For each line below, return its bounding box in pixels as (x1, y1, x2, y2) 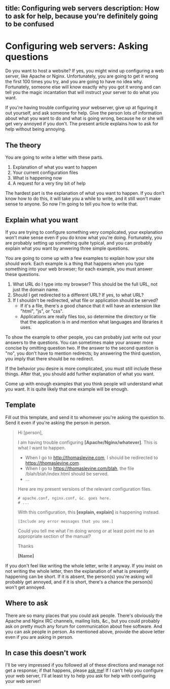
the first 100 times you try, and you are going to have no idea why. (5, 79, 144, 85)
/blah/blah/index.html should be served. (25, 470, 109, 476)
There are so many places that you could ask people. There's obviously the (5, 612, 163, 618)
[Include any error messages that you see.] (17, 519, 114, 524)
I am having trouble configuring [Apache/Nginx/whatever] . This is (17, 439, 157, 445)
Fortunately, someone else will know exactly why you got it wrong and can (5, 84, 161, 90)
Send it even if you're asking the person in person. (5, 420, 111, 426)
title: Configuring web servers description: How (5, 4, 160, 13)
